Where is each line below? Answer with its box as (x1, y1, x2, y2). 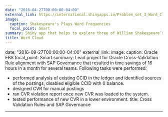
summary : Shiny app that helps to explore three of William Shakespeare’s (5, 31, 164, 36)
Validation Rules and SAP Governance (12, 101, 91, 107)
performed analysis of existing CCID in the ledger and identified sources (12, 75, 161, 81)
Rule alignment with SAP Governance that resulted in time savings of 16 (5, 60, 152, 66)
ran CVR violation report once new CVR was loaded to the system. (12, 91, 149, 97)
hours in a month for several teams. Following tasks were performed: (5, 65, 147, 71)
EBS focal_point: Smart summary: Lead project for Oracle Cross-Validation (5, 54, 158, 60)
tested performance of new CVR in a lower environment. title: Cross (12, 96, 152, 102)
